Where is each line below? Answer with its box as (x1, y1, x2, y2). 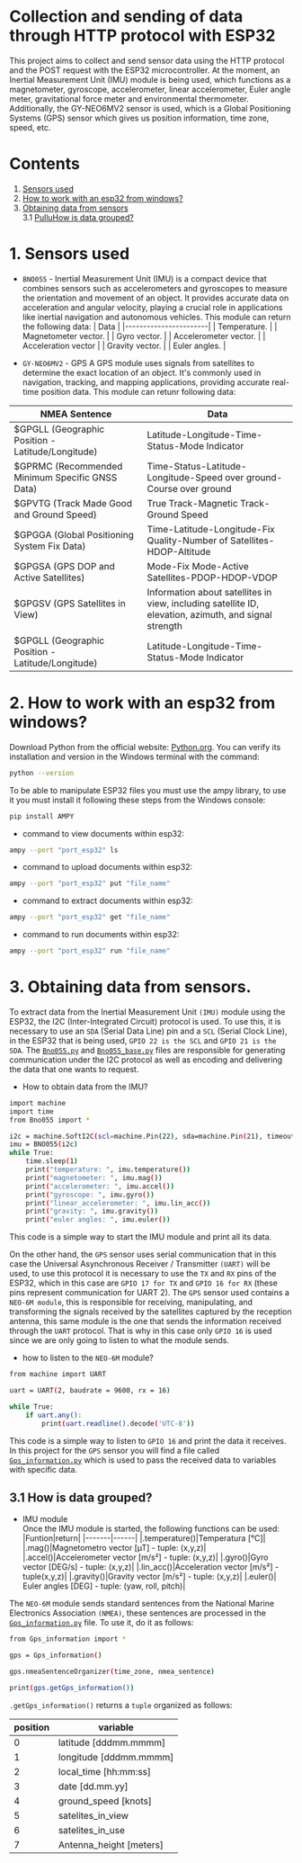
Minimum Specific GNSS (13, 470, 118, 483)
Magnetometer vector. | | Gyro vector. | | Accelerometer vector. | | (22, 330, 266, 341)
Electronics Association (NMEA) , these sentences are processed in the (9, 1608, 267, 1618)
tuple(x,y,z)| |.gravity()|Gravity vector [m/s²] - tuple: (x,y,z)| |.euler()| (22, 1572, 277, 1582)
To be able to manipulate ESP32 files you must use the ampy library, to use (9, 784, 287, 795)
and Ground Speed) (13, 508, 97, 521)
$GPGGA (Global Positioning (13, 528, 135, 541)
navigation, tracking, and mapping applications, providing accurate (22, 376, 271, 388)
